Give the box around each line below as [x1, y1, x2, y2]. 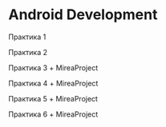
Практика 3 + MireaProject [8, 62, 99, 73]
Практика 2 [8, 47, 48, 57]
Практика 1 [8, 32, 47, 42]
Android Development [8, 6, 158, 24]
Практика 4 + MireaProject [8, 78, 99, 88]
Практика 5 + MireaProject [8, 93, 99, 103]
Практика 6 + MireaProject [8, 109, 99, 119]
